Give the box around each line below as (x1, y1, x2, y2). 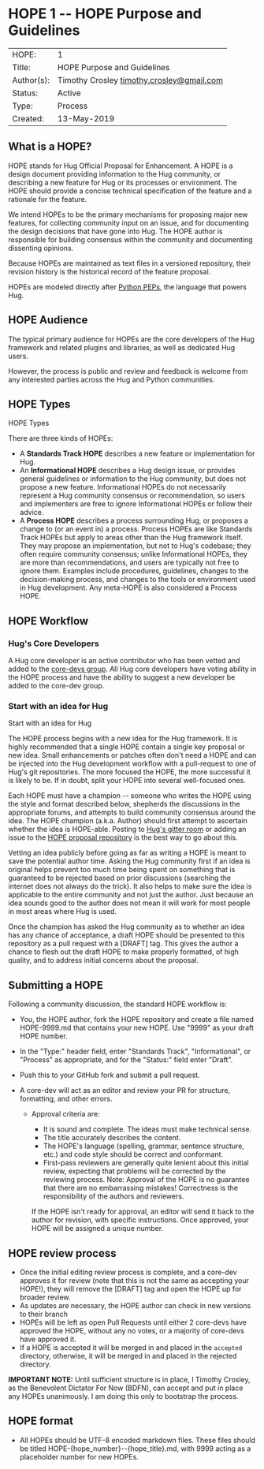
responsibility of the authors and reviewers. (43, 1191, 184, 1201)
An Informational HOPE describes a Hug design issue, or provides (19, 466, 236, 475)
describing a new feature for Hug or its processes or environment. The (8, 177, 238, 187)
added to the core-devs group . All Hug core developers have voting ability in (8, 664, 257, 674)
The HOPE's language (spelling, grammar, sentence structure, (43, 1141, 244, 1151)
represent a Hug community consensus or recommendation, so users (19, 490, 246, 501)
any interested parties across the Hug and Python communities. (8, 375, 215, 384)
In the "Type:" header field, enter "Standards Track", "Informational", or (19, 1046, 251, 1057)
